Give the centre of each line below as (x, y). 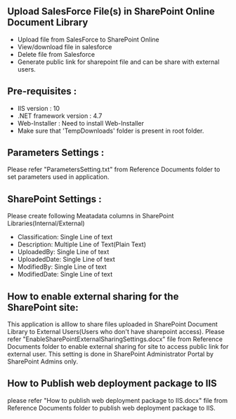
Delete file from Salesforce (56, 54)
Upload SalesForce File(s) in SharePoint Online (111, 12)
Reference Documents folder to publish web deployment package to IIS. (111, 408)
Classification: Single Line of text (65, 237)
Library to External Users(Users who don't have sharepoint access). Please (116, 332)
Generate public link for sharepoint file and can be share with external (118, 62)
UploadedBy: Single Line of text (63, 252)
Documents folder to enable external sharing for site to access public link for (118, 347)
